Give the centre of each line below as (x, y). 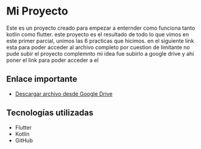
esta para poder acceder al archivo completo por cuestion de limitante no (98, 47)
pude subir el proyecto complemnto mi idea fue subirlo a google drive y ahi (100, 53)
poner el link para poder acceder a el (53, 60)
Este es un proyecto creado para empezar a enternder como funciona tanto (101, 28)
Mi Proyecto (37, 11)
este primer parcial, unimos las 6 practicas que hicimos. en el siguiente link (100, 41)
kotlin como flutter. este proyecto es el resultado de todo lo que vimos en (98, 34)
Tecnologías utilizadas (50, 113)
